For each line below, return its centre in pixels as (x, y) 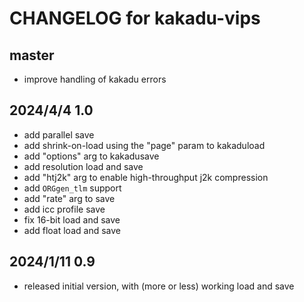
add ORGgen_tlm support (72, 188)
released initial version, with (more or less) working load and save (159, 286)
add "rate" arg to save (69, 198)
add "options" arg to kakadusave (91, 156)
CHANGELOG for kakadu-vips (135, 18)
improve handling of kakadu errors (95, 79)
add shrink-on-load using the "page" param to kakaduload (144, 145)
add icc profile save (64, 209)
